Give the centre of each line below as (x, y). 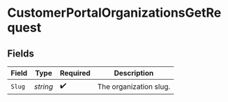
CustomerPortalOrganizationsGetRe (114, 13)
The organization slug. (134, 87)
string (44, 87)
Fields (21, 53)
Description (134, 73)
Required (75, 73)
